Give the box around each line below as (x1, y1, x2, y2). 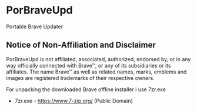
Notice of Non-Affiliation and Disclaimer (6, 40, 156, 50)
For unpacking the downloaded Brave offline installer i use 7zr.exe (6, 86, 166, 93)
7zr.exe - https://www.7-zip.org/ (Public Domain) (14, 97, 133, 104)
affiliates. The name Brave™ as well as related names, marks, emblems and (6, 68, 187, 75)
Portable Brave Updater (6, 23, 64, 30)
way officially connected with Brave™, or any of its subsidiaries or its (6, 62, 172, 69)
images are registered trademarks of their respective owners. (6, 74, 155, 81)
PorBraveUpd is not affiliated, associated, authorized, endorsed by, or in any (6, 55, 191, 62)
